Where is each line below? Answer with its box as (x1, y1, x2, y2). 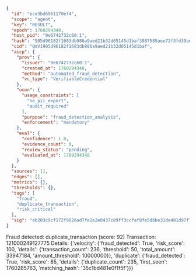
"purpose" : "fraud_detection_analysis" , (21, 114, 121, 120)
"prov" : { (16, 54, 41, 60)
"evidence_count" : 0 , (21, 141, 75, 147)
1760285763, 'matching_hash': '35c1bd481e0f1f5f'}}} (6, 264, 134, 271)
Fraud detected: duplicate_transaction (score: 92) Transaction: (6, 233, 156, 240)
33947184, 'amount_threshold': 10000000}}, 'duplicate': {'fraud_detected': (6, 252, 185, 259)
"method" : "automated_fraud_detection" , (21, 71, 121, 77)
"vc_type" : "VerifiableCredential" (21, 76, 108, 82)
